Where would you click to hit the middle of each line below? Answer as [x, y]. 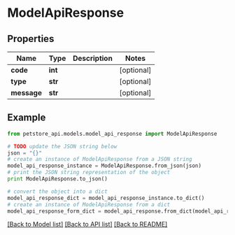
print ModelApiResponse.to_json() [58, 179]
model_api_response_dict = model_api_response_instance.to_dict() [106, 198]
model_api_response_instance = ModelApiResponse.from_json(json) [104, 166]
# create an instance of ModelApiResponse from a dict [89, 204]
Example [27, 118]
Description [93, 58]
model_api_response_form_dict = [54, 211]
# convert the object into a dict [58, 191]
